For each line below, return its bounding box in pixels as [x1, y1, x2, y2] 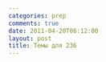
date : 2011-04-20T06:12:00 [8, 27, 99, 35]
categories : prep [8, 11, 67, 20]
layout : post [8, 34, 52, 43]
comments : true [8, 19, 59, 27]
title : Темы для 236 [8, 42, 78, 50]
